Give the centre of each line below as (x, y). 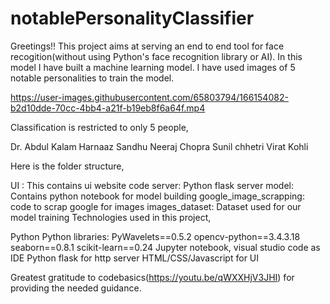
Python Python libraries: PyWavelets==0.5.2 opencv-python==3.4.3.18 (155, 236)
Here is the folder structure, (67, 166)
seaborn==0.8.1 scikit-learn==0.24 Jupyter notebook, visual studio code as (165, 247)
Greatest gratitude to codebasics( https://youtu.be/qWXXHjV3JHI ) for (152, 277)
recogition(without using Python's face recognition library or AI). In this (156, 56)
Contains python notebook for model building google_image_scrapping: (157, 196)
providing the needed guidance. (76, 288)
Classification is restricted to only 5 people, (99, 127)
